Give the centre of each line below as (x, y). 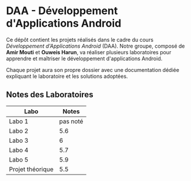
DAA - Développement (62, 11)
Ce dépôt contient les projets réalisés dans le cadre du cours (80, 40)
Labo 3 (19, 140)
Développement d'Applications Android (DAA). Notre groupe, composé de (95, 46)
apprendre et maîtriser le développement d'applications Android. (84, 58)
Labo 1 (19, 121)
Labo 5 (19, 159)
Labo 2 (19, 131)
